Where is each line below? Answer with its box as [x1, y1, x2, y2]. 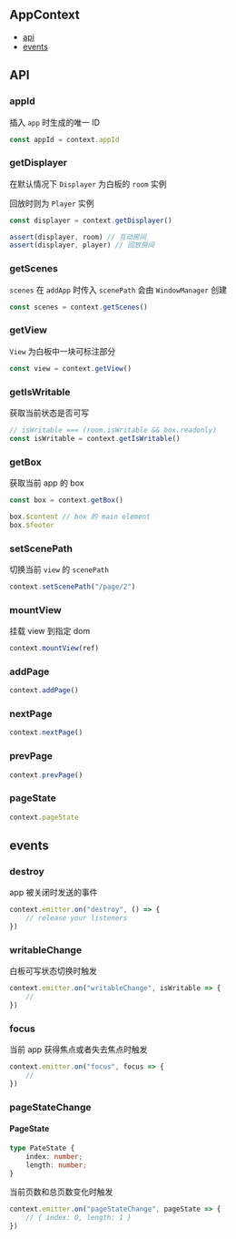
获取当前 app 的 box [9, 477, 84, 488]
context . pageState [9, 813, 79, 822]
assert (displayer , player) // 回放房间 [9, 241, 155, 250]
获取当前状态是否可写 [9, 407, 89, 418]
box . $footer [9, 520, 54, 529]
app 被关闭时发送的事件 [9, 887, 98, 898]
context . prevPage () [9, 770, 84, 780]
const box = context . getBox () [9, 496, 124, 505]
